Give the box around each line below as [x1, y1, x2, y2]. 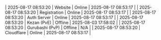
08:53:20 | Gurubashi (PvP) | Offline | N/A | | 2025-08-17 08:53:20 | [5, 25, 141, 30]
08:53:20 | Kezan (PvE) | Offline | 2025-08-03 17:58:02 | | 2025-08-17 [5, 20, 145, 25]
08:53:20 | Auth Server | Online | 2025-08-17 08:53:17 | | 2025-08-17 [5, 15, 144, 20]
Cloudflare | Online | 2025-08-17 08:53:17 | [5, 30, 91, 35]
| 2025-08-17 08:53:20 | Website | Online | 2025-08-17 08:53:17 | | [5, 5, 139, 10]
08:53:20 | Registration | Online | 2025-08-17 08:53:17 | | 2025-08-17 [17, 10, 156, 15]
